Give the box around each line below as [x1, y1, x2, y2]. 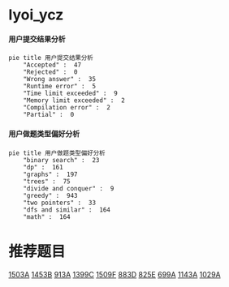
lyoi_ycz [8, 6, 64, 24]
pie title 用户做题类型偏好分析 [8, 148, 106, 157]
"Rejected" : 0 [23, 68, 79, 76]
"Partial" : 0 [23, 111, 75, 119]
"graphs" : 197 [23, 170, 79, 178]
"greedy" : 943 [23, 191, 79, 199]
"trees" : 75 [23, 177, 71, 186]
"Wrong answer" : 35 [23, 75, 96, 84]
